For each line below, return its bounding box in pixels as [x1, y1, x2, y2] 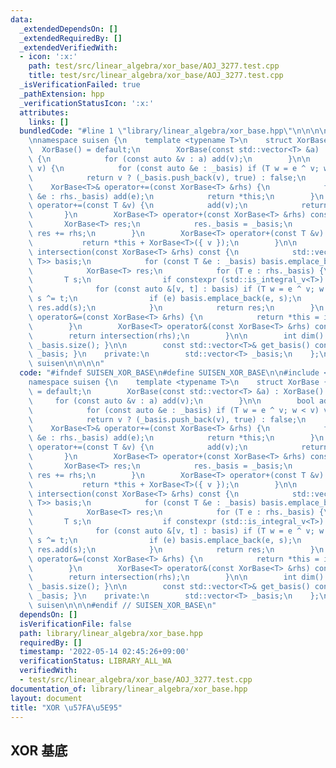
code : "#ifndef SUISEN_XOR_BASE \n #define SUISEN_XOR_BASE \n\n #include [19, 368, 320, 378]
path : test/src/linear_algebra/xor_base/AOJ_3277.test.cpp [28, 61, 280, 71]
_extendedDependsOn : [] [19, 24, 118, 34]
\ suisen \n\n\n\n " [28, 359, 105, 369]
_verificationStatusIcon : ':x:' [19, 98, 155, 108]
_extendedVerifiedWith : [19, 42, 118, 53]
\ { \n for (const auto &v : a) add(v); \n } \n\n [28, 154, 311, 164]
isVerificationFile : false [19, 619, 132, 629]
